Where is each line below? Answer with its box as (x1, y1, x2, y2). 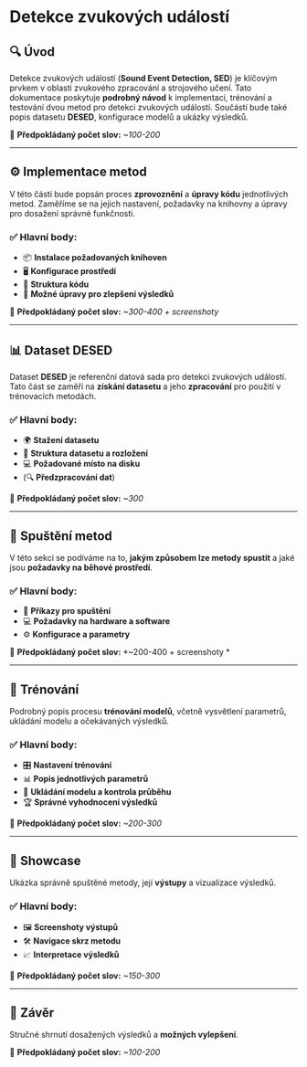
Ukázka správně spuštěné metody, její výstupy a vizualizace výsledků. (9, 877, 277, 888)
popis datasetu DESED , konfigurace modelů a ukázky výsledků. (9, 111, 249, 122)
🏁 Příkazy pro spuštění (22, 606, 111, 617)
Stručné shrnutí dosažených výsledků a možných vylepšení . (9, 1030, 239, 1041)
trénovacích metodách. (9, 390, 97, 401)
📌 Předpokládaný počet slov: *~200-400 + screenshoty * (9, 647, 230, 658)
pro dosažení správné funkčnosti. (9, 207, 135, 218)
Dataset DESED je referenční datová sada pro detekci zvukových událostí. (9, 371, 287, 382)
